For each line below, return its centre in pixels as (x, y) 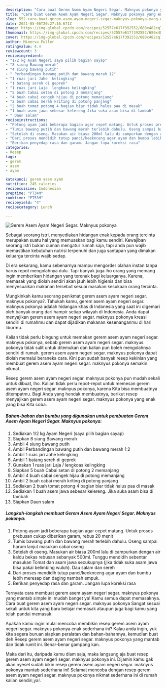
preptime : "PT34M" (24, 193)
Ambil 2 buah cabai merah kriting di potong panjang (65, 481)
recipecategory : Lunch (29, 207)
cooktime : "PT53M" (24, 198)
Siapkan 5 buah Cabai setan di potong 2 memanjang (66, 471)
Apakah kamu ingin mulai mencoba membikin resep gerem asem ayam (77, 624)
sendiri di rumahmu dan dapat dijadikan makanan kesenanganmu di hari (79, 322)
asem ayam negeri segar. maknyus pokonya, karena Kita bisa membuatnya (82, 389)
